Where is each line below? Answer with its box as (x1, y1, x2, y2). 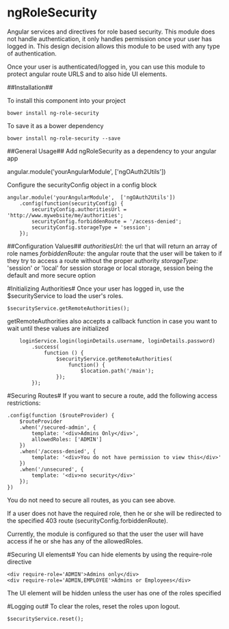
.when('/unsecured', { (19, 466, 84, 473)
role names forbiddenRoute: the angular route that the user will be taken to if (7, 249, 222, 258)
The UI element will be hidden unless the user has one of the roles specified (7, 589, 221, 597)
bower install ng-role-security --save (7, 135, 121, 142)
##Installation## (7, 83, 53, 91)
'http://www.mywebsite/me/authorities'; (7, 212, 124, 219)
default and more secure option (7, 271, 96, 279)
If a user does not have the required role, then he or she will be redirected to (7, 509, 222, 517)
